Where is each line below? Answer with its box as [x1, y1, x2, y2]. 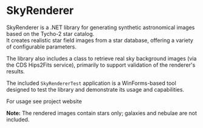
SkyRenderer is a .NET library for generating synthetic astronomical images [6, 24, 195, 31]
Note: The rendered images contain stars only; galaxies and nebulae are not [6, 109, 198, 116]
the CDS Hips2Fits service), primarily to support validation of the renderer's [6, 61, 196, 69]
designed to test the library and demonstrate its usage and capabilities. [6, 86, 184, 93]
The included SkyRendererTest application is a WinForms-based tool [6, 79, 176, 87]
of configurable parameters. [6, 43, 77, 50]
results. [6, 67, 26, 75]
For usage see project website [6, 98, 82, 105]
